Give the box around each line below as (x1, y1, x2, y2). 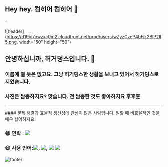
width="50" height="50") (19, 39, 71, 45)
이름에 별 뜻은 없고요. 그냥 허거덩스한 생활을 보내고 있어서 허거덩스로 (5, 71, 159, 78)
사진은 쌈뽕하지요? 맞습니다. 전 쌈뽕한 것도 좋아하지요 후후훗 (5, 93, 141, 100)
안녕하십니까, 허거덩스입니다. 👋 (5, 55, 95, 63)
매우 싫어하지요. (5, 116, 36, 122)
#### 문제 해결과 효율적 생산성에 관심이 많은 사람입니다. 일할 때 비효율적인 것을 (5, 110, 160, 116)
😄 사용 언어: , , (5, 145, 48, 152)
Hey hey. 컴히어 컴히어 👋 (5, 5, 78, 14)
